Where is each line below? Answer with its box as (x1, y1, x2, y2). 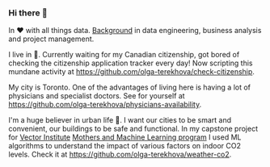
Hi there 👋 (8, 7, 49, 19)
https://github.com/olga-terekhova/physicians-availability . (8, 100, 202, 110)
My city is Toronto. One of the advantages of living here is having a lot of (8, 82, 251, 92)
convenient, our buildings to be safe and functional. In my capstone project (8, 124, 259, 134)
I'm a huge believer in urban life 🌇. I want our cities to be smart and (8, 115, 232, 125)
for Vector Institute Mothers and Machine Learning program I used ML (8, 132, 242, 142)
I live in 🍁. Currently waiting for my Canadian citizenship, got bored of (8, 50, 240, 60)
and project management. (8, 34, 95, 44)
